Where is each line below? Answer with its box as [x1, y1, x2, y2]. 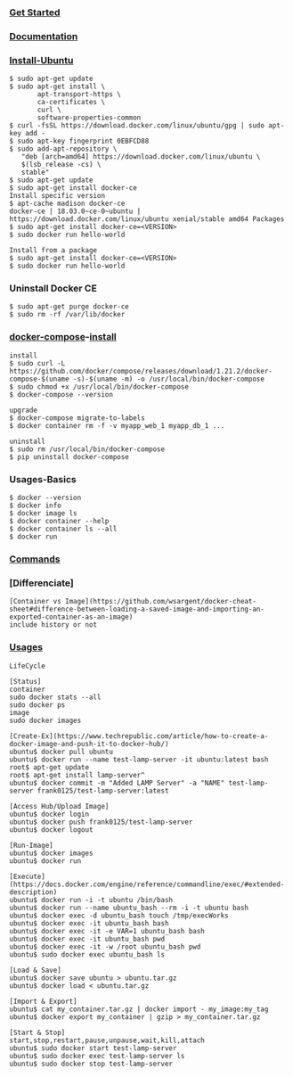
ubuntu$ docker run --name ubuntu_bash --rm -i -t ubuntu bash [9, 903, 249, 912]
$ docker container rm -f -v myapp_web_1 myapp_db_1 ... [9, 421, 225, 430]
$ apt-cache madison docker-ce [9, 199, 126, 209]
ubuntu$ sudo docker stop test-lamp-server [9, 1059, 174, 1068]
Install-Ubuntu [9, 53, 74, 66]
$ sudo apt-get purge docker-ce [9, 302, 129, 311]
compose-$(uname [9, 374, 69, 383]
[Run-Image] [9, 841, 53, 850]
